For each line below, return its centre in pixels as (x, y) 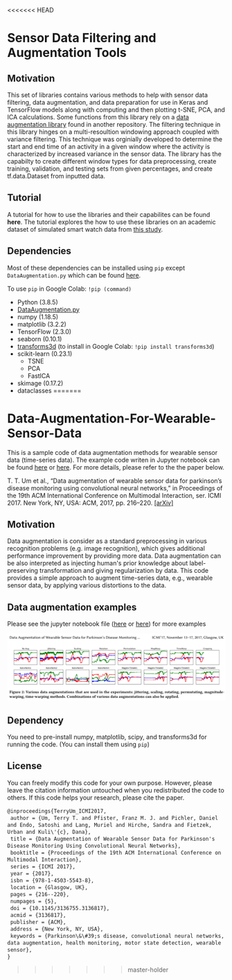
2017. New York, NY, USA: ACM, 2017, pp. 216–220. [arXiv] (90, 503)
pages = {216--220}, (40, 894)
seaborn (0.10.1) (39, 338)
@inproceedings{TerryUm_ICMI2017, (57, 811)
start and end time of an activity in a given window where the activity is (109, 146)
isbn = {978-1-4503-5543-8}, (52, 880)
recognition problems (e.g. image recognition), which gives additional (106, 549)
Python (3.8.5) (38, 302)
